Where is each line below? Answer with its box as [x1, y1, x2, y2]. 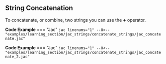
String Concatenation [5, 4, 73, 12]
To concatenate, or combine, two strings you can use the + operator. [5, 17, 146, 23]
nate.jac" [5, 36, 26, 41]
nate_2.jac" [5, 54, 30, 59]
